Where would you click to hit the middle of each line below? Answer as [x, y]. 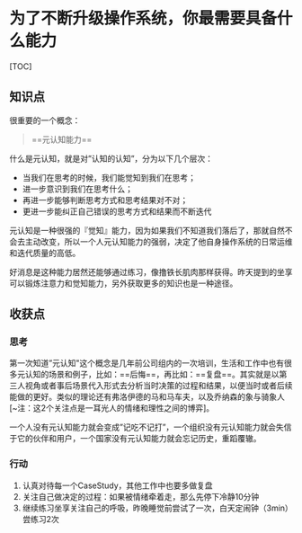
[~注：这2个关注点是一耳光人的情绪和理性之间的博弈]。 [112, 408]
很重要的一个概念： [45, 120]
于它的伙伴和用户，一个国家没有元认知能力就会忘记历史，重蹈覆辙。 [135, 439]
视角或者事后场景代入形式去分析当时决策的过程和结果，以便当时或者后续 [159, 386]
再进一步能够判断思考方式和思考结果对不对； [105, 200]
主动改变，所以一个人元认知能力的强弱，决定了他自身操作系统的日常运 [155, 241]
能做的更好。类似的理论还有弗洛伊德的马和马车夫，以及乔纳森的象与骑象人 [147, 397]
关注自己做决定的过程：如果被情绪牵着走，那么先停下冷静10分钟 [141, 496]
